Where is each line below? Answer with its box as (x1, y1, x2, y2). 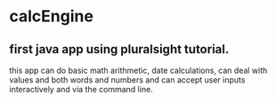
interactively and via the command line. (9, 84, 153, 94)
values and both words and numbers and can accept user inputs (9, 75, 246, 85)
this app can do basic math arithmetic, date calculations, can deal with (9, 65, 268, 75)
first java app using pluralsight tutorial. (9, 42, 230, 57)
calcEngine (9, 6, 93, 27)
